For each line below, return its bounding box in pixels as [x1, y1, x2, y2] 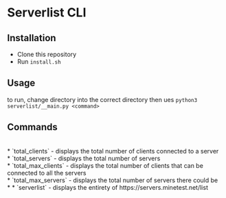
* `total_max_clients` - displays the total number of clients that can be [7, 161, 204, 169]
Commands [7, 121, 58, 133]
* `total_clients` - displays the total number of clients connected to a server [7, 147, 219, 155]
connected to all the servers [7, 169, 87, 177]
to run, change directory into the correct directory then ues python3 [7, 95, 198, 103]
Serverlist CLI [7, 5, 87, 21]
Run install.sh [16, 58, 61, 66]
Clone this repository [16, 50, 77, 58]
